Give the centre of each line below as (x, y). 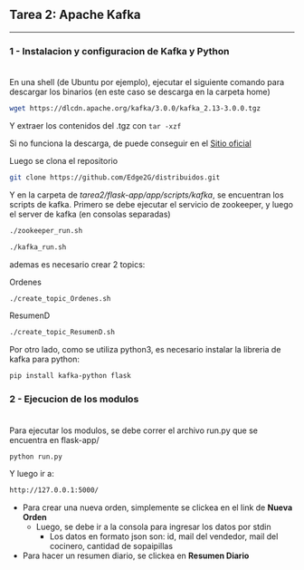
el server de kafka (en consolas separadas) (90, 214)
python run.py (36, 457)
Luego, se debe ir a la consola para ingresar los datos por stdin (153, 527)
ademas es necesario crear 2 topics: (77, 264)
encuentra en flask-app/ (54, 440)
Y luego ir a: (32, 474)
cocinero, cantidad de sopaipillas (111, 546)
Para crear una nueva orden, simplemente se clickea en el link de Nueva (157, 507)
